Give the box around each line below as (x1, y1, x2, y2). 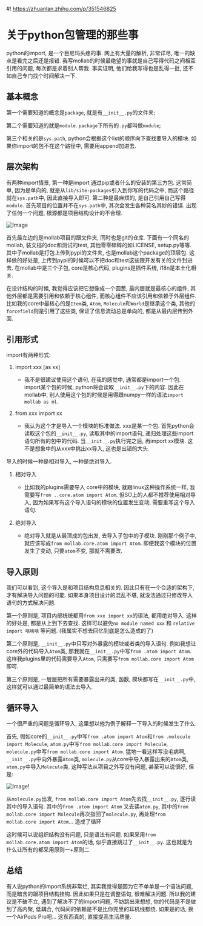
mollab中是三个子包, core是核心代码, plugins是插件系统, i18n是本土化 (19, 264, 191, 271)
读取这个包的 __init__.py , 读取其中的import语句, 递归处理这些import (24, 430, 194, 437)
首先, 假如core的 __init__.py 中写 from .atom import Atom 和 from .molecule (6, 733, 191, 740)
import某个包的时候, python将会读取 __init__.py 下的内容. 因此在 (24, 384, 184, 391)
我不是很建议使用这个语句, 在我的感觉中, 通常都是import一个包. (24, 376, 181, 384)
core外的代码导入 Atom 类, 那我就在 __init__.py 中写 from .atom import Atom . (6, 648, 192, 655)
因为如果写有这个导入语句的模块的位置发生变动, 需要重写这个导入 (32, 499, 195, 506)
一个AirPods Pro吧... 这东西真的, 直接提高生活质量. (6, 913, 132, 920)
